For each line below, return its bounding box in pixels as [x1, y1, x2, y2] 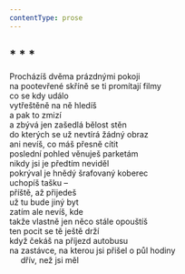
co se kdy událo [9, 90, 70, 101]
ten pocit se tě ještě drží [9, 226, 100, 237]
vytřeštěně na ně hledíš [9, 100, 97, 111]
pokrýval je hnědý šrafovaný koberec [9, 167, 149, 178]
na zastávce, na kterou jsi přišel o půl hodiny [9, 245, 176, 256]
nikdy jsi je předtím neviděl [9, 158, 110, 169]
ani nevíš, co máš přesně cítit [9, 138, 119, 150]
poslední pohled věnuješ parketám [9, 148, 139, 159]
